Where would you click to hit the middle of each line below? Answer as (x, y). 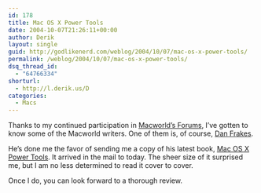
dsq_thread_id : (33, 67)
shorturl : (24, 81)
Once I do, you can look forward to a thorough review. (96, 180)
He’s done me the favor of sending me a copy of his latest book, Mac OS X (129, 149)
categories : (28, 96)
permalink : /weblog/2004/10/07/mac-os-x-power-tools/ (98, 60)
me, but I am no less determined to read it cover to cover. (101, 166)
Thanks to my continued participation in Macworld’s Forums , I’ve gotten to (129, 126)
